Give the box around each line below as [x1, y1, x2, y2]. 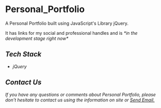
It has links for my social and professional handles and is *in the [5, 30, 138, 36]
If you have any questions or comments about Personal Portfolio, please [5, 91, 156, 97]
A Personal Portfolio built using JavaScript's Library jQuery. [5, 20, 129, 26]
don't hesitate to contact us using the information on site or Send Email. [5, 97, 155, 103]
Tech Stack [5, 50, 42, 59]
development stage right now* [5, 35, 69, 41]
